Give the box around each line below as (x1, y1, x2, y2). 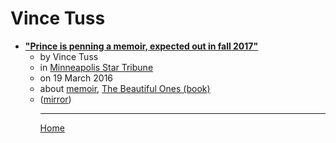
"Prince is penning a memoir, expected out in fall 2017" (24, 40, 259, 52)
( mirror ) (39, 93, 72, 105)
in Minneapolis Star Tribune (39, 61, 154, 73)
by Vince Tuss (39, 50, 99, 62)
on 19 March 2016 (39, 72, 114, 84)
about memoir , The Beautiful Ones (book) (39, 82, 211, 94)
